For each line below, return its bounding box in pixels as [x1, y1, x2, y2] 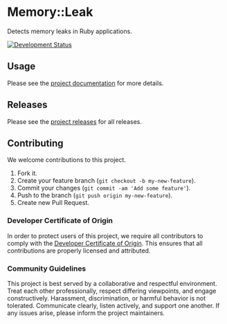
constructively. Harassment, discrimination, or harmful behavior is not [7, 294, 206, 302]
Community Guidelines [7, 264, 87, 273]
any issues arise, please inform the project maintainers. [7, 309, 165, 317]
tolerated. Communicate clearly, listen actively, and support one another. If [7, 301, 220, 309]
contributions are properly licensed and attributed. [7, 246, 151, 255]
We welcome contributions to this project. [7, 156, 127, 164]
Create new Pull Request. [17, 199, 90, 207]
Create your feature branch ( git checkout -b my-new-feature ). [17, 177, 196, 185]
